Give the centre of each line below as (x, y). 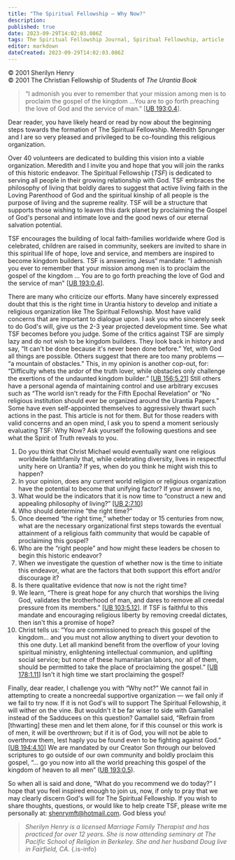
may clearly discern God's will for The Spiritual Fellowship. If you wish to (113, 798)
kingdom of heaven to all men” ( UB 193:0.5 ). (72, 770)
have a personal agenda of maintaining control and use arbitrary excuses (113, 386)
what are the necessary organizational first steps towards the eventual (119, 526)
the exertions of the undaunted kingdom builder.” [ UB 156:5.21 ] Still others (114, 378)
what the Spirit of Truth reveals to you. (63, 437)
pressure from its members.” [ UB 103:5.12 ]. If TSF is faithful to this (113, 607)
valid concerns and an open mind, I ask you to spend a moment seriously (113, 423)
